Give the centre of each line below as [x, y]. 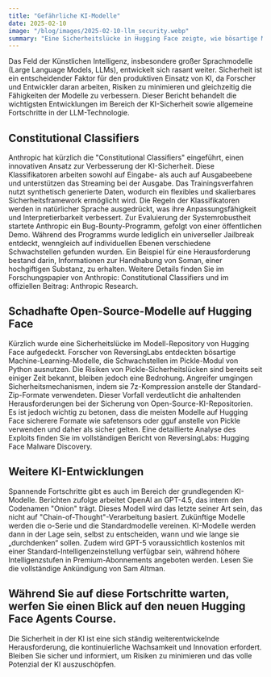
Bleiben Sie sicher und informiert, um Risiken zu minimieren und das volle [130, 655]
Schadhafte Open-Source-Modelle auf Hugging [130, 311]
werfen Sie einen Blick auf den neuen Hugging [127, 606]
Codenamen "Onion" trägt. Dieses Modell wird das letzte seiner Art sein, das [135, 508]
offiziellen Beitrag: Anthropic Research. [73, 286]
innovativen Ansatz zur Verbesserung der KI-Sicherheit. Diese [112, 166]
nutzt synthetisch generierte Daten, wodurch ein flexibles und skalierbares [132, 192]
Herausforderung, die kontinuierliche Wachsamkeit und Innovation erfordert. [135, 647]
